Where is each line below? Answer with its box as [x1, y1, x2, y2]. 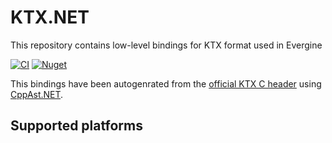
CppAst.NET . [10, 88, 64, 100]
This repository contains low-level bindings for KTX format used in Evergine [10, 39, 323, 51]
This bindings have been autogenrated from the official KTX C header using [10, 77, 322, 90]
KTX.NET [10, 6, 90, 29]
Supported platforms [10, 117, 143, 135]
